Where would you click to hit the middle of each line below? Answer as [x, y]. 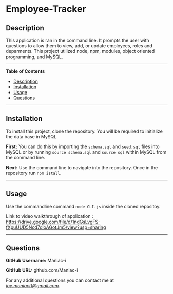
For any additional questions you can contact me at [60, 280]
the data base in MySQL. [32, 136]
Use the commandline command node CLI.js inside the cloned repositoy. [83, 206]
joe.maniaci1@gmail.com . [33, 286]
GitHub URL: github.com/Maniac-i [42, 270]
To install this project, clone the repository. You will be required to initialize [84, 131]
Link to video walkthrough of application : [50, 216]
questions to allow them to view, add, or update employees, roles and [79, 46]
